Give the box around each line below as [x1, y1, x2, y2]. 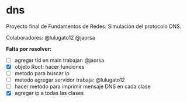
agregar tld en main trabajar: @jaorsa [14, 57, 105, 64]
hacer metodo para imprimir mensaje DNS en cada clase [14, 83, 151, 90]
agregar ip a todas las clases [14, 90, 84, 97]
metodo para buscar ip [14, 70, 70, 77]
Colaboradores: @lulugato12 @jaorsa [6, 34, 95, 41]
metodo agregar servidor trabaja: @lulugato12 [14, 76, 126, 83]
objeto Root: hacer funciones [14, 64, 85, 70]
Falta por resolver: [6, 45, 52, 52]
